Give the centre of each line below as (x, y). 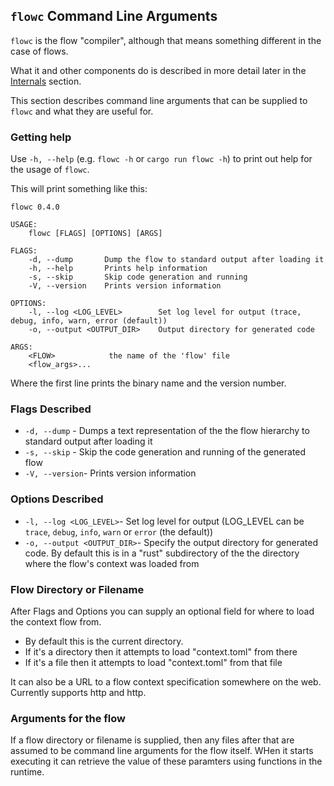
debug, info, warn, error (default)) (89, 321)
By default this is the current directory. (104, 641)
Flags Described (51, 409)
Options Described (57, 499)
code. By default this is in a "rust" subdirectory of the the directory (162, 553)
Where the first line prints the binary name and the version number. (148, 383)
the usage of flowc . (50, 170)
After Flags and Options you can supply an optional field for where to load (162, 611)
